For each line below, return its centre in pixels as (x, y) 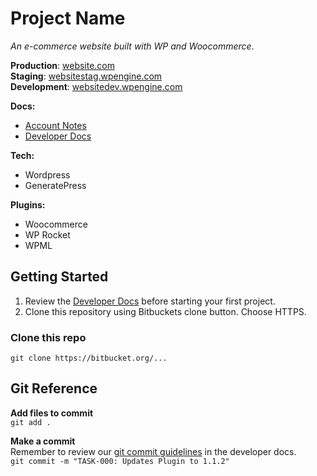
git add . (31, 422)
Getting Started (59, 277)
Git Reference (54, 388)
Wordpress (47, 174)
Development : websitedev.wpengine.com (96, 86)
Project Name (68, 18)
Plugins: (28, 204)
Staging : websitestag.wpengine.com (86, 76)
